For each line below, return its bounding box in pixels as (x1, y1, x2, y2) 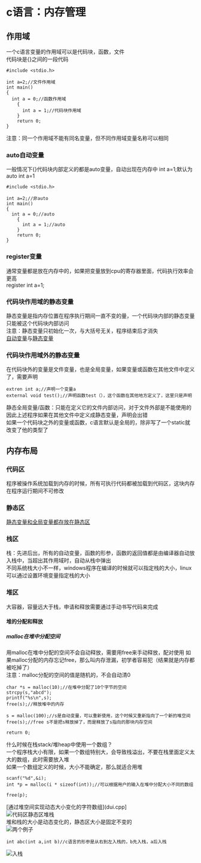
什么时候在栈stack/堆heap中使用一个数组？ (6, 741, 112, 748)
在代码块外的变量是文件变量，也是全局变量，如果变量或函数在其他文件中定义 (6, 366, 195, 373)
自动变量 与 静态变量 (6, 335, 54, 342)
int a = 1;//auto (22, 222, 66, 228)
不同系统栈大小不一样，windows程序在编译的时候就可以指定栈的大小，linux (6, 564, 192, 572)
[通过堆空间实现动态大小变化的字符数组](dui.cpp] (6, 803, 127, 811)
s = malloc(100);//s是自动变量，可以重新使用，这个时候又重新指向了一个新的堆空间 (6, 713, 191, 719)
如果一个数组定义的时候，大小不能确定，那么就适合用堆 (6, 764, 142, 771)
